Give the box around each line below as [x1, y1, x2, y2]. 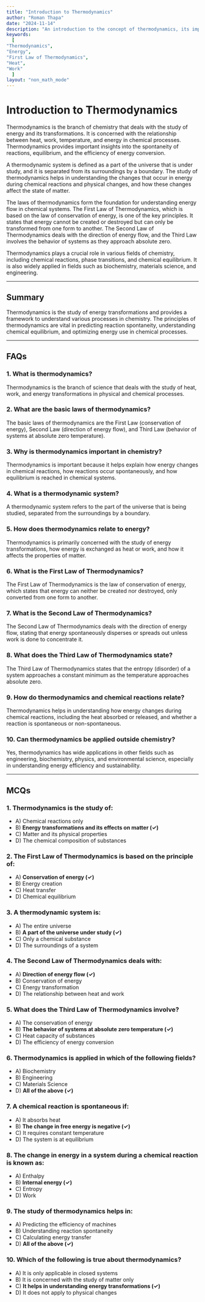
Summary [6, 292, 45, 302]
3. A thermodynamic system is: [6, 908, 101, 917]
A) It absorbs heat [15, 1116, 61, 1123]
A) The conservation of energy [15, 1019, 93, 1026]
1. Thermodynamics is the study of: [6, 803, 113, 812]
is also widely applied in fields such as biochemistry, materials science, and [6, 263, 196, 270]
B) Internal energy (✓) [15, 1179, 73, 1186]
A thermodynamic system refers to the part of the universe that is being [6, 503, 187, 510]
